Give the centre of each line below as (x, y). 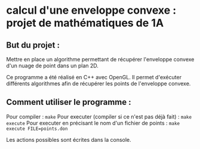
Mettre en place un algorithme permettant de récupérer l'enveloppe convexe (100, 59)
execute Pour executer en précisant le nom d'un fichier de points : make (93, 123)
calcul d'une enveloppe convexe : (91, 10)
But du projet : (33, 45)
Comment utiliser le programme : (69, 102)
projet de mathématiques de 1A (85, 23)
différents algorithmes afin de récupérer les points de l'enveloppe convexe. (99, 83)
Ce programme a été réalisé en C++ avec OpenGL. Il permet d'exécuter (94, 77)
